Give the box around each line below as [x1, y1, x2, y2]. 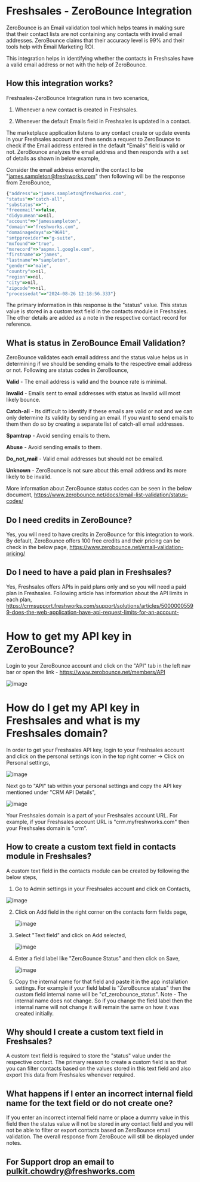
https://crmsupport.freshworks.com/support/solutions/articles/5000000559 [6, 602, 194, 609]
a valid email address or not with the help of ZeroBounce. [6, 61, 147, 68]
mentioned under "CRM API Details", [6, 789, 96, 796]
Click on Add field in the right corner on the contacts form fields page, [14, 908, 188, 916]
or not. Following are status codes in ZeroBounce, [6, 366, 129, 374]
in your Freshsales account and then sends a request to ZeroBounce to [6, 135, 181, 143]
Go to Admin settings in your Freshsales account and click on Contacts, [14, 885, 191, 892]
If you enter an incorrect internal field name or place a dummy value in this [6, 1114, 189, 1121]
